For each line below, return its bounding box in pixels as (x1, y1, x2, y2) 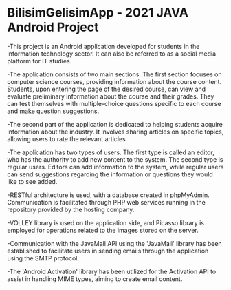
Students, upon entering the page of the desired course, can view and (7, 85, 206, 93)
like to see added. (7, 177, 58, 185)
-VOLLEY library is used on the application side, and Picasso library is (7, 218, 205, 227)
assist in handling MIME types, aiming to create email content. (7, 274, 183, 283)
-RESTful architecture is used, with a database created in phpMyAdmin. (7, 191, 210, 199)
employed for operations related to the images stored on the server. (7, 226, 199, 234)
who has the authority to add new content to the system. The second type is (7, 155, 223, 163)
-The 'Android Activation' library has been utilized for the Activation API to (7, 267, 217, 276)
